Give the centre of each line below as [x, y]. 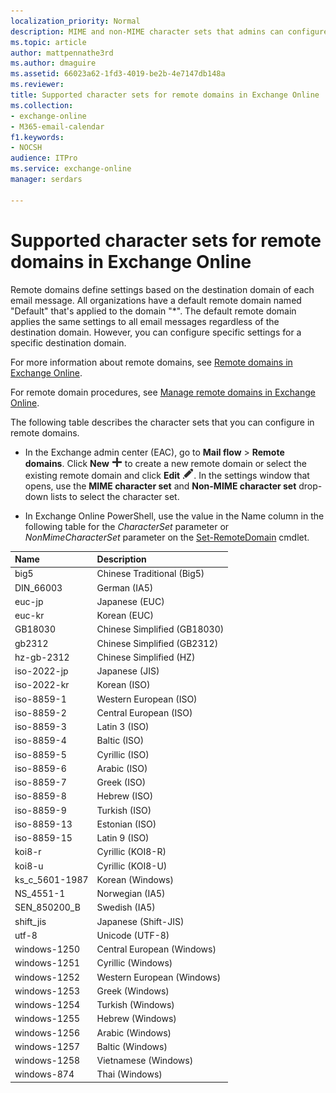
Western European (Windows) [159, 977]
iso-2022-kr [42, 685]
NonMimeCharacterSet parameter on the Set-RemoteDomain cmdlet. [167, 537]
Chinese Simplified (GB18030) [160, 629]
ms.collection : [42, 105]
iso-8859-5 [40, 754]
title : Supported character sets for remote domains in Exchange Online [165, 95]
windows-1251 [47, 963]
